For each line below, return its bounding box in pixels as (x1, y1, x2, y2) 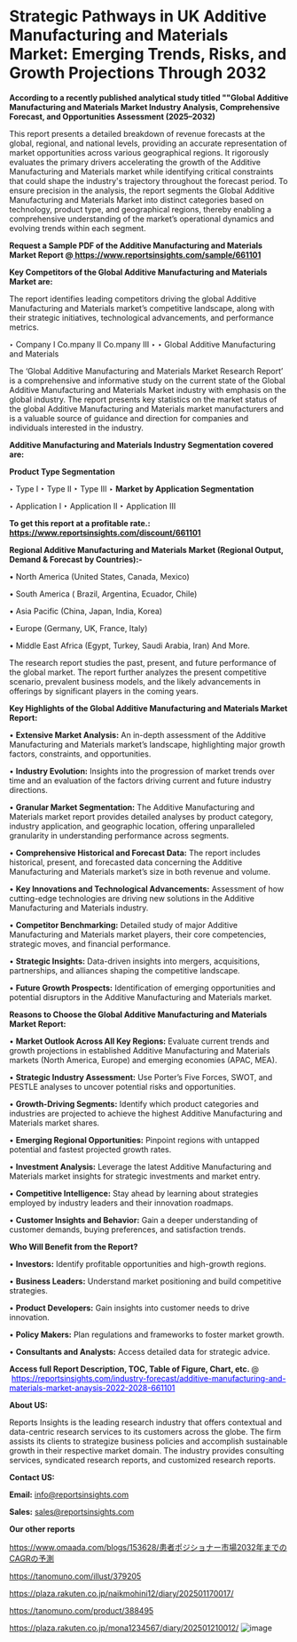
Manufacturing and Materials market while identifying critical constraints (9, 166, 274, 177)
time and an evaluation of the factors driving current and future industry (9, 775, 272, 786)
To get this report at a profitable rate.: (9, 517, 151, 528)
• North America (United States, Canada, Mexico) (9, 571, 191, 581)
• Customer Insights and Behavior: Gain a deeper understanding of (9, 1214, 259, 1225)
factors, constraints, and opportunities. (9, 749, 152, 759)
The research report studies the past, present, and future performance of (9, 657, 277, 668)
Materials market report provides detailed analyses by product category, (9, 811, 274, 821)
